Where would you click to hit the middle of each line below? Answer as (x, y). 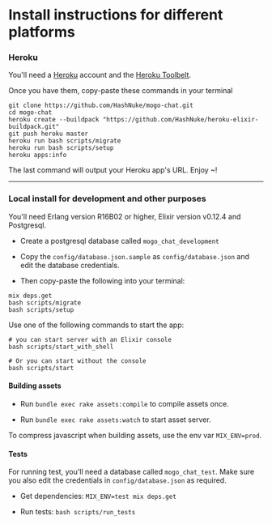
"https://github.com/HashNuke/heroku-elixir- (181, 120)
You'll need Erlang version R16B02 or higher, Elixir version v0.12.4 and (125, 216)
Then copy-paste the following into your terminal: (102, 280)
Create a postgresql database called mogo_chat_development (120, 241)
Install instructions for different (116, 15)
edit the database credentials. (70, 265)
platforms (42, 32)
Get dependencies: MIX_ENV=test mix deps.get (98, 496)
